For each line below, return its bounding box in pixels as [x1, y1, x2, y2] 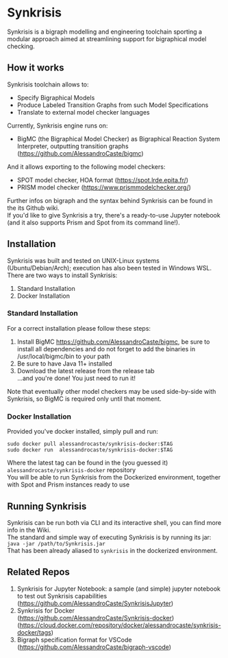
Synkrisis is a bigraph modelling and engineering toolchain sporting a [7, 27, 203, 36]
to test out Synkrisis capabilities [16, 591, 107, 600]
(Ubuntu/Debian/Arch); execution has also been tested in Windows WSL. [7, 263, 212, 272]
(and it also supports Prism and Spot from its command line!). [7, 218, 180, 226]
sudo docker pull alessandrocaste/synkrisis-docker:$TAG [7, 440, 173, 447]
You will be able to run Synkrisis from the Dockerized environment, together [7, 473, 221, 482]
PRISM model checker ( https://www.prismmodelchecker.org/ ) [16, 183, 192, 191]
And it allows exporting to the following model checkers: [7, 163, 166, 171]
